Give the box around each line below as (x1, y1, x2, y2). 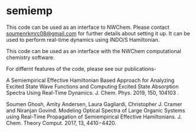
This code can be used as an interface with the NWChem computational (6, 47, 181, 54)
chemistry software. (6, 54, 55, 61)
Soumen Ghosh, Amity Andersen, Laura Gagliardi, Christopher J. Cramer (6, 100, 182, 107)
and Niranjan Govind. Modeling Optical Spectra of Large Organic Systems (6, 107, 185, 114)
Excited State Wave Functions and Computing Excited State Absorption (6, 82, 179, 90)
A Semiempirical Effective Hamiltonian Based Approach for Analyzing (6, 77, 175, 84)
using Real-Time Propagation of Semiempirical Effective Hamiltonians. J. (6, 113, 182, 120)
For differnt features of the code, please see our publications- (6, 65, 156, 72)
